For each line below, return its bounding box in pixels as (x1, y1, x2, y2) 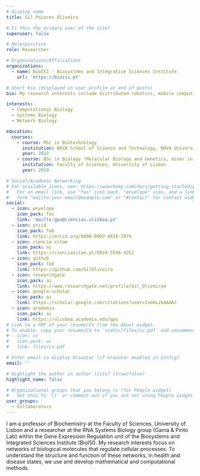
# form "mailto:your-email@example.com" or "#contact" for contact (6, 195, 183, 201)
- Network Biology (11, 118, 58, 124)
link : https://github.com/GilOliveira (17, 266, 113, 273)
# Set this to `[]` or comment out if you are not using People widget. (6, 393, 196, 399)
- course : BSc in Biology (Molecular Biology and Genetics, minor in (17, 156, 193, 162)
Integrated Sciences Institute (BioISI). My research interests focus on (6, 439, 175, 446)
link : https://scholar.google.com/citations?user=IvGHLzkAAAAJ (17, 300, 177, 306)
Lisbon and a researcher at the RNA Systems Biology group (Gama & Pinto (6, 426, 189, 433)
